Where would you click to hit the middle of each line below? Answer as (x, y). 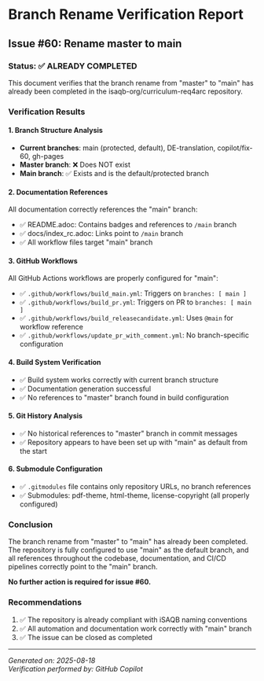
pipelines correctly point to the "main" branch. (83, 567)
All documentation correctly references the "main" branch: (103, 209)
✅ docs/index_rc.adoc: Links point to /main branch (101, 234)
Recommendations (45, 602)
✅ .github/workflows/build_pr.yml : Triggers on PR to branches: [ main (136, 302)
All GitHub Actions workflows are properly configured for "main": (113, 278)
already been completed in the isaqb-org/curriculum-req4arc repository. (126, 91)
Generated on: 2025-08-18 (52, 660)
